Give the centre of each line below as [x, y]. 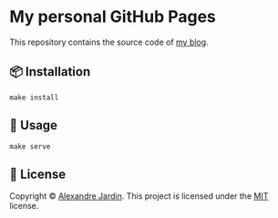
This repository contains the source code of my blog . [109, 42]
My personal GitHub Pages [113, 17]
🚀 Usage [33, 125]
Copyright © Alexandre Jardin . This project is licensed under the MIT [139, 196]
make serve [30, 146]
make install [34, 98]
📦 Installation [50, 72]
